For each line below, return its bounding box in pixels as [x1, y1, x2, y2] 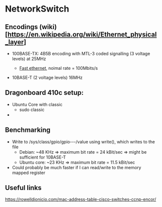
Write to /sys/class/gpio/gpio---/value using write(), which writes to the [12, 139, 155, 144]
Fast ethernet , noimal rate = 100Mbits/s [19, 65, 98, 71]
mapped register [12, 170, 46, 175]
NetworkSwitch [5, 3, 69, 15]
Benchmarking [5, 126, 51, 134]
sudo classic [19, 107, 45, 112]
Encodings [5, 23, 38, 31]
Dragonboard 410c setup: [5, 89, 84, 97]
